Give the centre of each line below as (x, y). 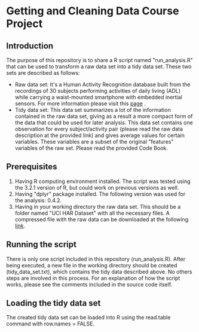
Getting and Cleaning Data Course (93, 11)
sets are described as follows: (43, 73)
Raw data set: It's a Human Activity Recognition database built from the (102, 84)
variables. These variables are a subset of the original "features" (94, 141)
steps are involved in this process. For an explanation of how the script (93, 278)
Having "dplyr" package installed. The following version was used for (100, 194)
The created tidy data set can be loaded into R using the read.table (88, 318)
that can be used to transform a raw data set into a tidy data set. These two (99, 66)
